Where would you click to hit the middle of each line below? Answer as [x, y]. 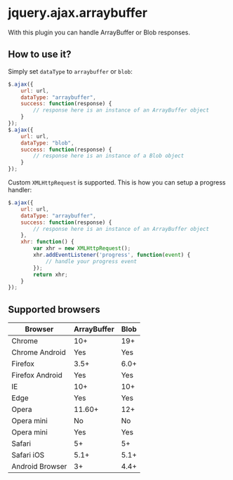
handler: [20, 190]
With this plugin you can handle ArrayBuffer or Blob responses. [99, 32]
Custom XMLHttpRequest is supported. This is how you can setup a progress [117, 182]
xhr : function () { [47, 242]
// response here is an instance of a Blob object [109, 156]
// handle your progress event [91, 261]
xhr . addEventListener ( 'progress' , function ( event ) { [112, 255]
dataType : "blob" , [47, 143]
